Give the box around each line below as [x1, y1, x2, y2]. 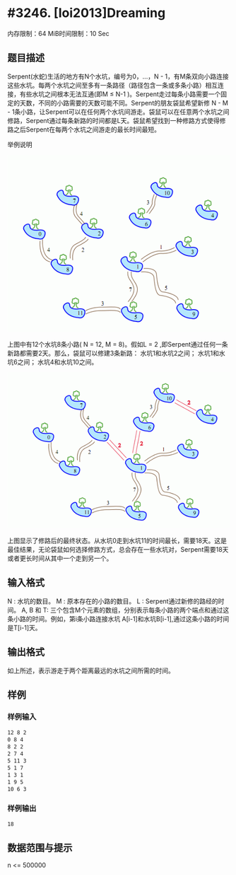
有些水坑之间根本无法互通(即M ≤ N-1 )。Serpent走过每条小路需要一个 [19, 90, 221, 98]
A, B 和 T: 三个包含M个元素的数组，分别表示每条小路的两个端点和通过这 [20, 605, 230, 614]
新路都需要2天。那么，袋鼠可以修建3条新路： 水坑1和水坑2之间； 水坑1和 [7, 349, 219, 357]
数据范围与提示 [7, 842, 73, 854]
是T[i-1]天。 [7, 623, 42, 632]
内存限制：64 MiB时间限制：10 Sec [7, 29, 110, 37]
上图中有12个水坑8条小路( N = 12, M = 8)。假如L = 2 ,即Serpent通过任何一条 [7, 340, 228, 348]
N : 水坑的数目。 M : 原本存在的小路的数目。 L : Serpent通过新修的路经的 [7, 596, 218, 605]
